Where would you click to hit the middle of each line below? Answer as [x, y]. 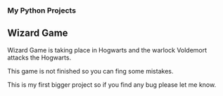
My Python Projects [42, 11]
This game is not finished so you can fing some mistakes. [90, 71]
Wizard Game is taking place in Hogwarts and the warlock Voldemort [107, 50]
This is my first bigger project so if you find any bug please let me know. [112, 84]
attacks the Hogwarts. [39, 57]
